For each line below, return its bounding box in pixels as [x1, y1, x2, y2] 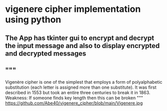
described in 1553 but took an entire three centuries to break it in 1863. [5, 90, 151, 96]
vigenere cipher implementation [5, 3, 141, 15]
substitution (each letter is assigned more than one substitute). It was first [5, 84, 157, 90]
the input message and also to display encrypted [5, 41, 160, 50]
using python [5, 14, 61, 25]
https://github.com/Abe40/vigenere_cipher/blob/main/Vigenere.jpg [5, 100, 143, 106]
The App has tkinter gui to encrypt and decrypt [5, 34, 155, 42]
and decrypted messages [5, 49, 86, 57]
